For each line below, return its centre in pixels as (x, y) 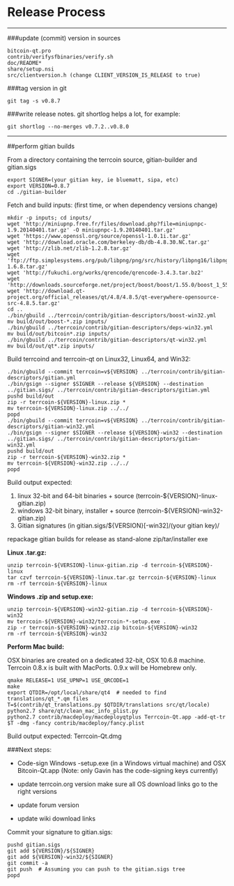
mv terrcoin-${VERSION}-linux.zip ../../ (68, 408)
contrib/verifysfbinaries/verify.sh (60, 57)
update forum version (48, 805)
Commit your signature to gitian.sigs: (60, 832)
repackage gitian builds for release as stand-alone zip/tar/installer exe (108, 539)
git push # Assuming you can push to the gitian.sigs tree (96, 869)
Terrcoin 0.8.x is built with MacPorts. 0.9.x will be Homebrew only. (102, 668)
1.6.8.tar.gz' (28, 266)
